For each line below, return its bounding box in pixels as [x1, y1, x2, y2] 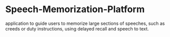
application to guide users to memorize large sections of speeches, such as [5, 20, 165, 26]
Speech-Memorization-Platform [5, 4, 145, 15]
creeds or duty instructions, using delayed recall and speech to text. [5, 25, 150, 31]
